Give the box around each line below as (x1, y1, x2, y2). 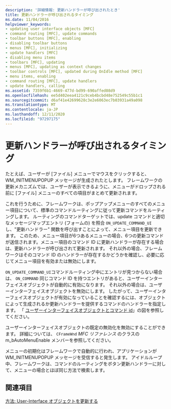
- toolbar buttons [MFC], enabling (5, 36, 81, 41)
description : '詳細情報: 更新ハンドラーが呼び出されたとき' (5, 7, 120, 13)
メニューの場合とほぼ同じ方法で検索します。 (14, 367, 108, 373)
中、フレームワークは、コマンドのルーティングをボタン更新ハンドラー (5, 361, 153, 367)
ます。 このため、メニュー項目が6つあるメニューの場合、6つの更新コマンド (5, 233, 164, 239)
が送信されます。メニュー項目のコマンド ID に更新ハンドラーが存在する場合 (5, 239, 164, 245)
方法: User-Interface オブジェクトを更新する (5, 398, 99, 404)
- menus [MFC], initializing (5, 45, 67, 50)
